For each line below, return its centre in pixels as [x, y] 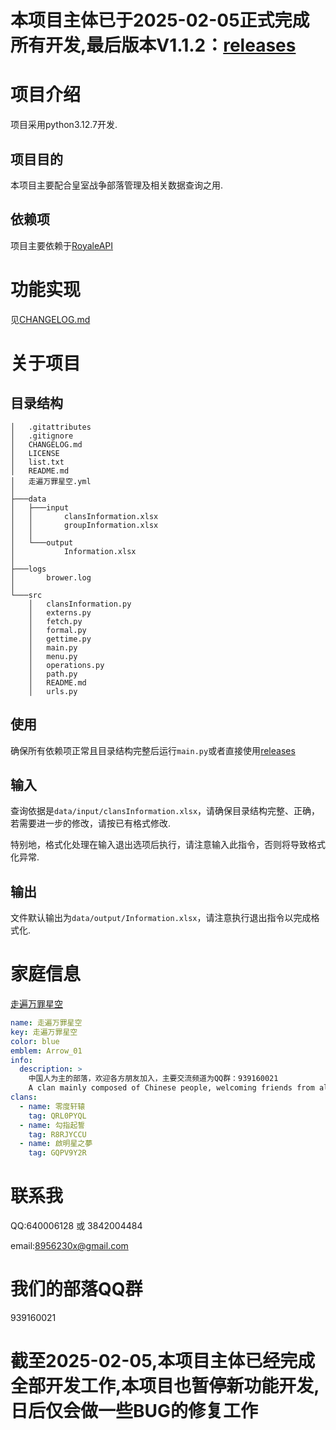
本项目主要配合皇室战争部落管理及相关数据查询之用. [117, 185]
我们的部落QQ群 [76, 1289]
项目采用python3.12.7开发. [64, 125]
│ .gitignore [42, 436]
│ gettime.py [60, 639]
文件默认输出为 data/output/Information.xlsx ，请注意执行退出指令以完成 [161, 918]
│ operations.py [66, 665]
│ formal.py [57, 630]
